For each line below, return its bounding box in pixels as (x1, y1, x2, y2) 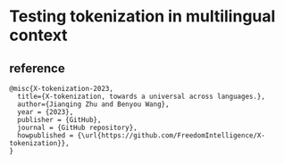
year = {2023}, (17, 108, 74, 117)
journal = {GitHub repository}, (17, 123, 138, 132)
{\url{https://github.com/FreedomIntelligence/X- (77, 131, 266, 140)
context (9, 25, 69, 45)
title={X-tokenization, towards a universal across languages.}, (17, 92, 266, 101)
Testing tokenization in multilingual (9, 6, 276, 27)
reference (9, 61, 65, 76)
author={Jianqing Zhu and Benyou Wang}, (17, 100, 170, 109)
